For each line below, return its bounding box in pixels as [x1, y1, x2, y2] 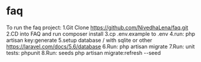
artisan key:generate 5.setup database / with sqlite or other [6, 36, 152, 44]
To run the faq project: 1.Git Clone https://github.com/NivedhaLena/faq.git [6, 24, 188, 31]
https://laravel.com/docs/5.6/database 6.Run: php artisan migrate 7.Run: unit [6, 43, 195, 50]
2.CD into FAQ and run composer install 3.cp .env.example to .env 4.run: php [6, 30, 196, 37]
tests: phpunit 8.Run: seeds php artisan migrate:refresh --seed [6, 49, 161, 56]
